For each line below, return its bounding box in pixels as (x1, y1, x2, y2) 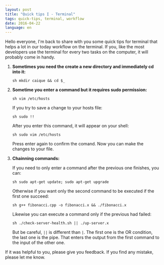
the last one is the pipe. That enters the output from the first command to (12, 235, 160, 241)
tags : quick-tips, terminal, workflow (5, 16, 84, 21)
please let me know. (5, 254, 46, 260)
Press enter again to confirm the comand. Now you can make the (12, 141, 143, 147)
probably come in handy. (5, 54, 55, 60)
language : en (5, 25, 32, 30)
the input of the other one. (12, 240, 65, 245)
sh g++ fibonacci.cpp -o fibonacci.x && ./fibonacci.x (12, 203, 127, 208)
